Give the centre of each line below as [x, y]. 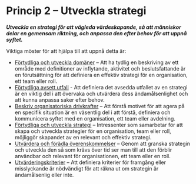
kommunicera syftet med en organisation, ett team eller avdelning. [95, 118]
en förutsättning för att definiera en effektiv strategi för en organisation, [101, 75]
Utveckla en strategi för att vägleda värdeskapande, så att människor [94, 27]
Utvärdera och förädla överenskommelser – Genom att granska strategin [102, 143]
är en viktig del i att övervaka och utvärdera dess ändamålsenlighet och [101, 93]
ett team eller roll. [36, 81]
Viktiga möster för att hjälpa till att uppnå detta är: [66, 51]
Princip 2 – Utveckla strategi [76, 11]
